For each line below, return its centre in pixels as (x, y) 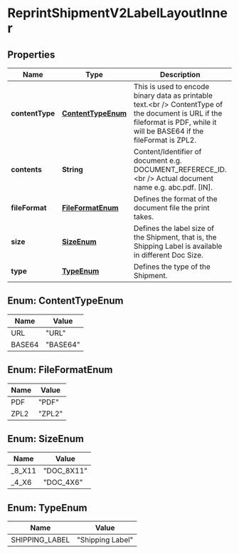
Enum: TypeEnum (47, 508)
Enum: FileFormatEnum (60, 370)
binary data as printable (173, 96)
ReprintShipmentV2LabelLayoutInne (117, 13)
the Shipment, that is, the (175, 237)
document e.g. (158, 160)
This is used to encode (171, 87)
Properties (31, 55)
